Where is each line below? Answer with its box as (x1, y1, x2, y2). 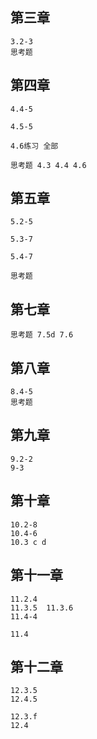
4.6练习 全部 (10, 141, 59, 151)
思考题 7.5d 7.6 (10, 330, 74, 340)
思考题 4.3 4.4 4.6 (10, 160, 87, 170)
